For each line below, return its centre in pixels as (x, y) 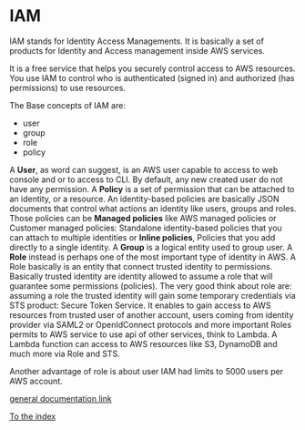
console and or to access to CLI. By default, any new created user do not (147, 179)
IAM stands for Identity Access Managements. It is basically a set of (137, 41)
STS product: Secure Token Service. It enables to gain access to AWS (140, 305)
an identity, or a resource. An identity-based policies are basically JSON (144, 199)
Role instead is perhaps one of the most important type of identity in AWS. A (152, 257)
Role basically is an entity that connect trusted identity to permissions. (141, 266)
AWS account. (36, 381)
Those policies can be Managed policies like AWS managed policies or (143, 218)
